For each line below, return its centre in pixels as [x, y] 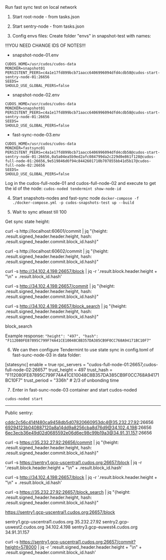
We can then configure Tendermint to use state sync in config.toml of [83, 350]
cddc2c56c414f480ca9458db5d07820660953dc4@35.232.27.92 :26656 [80, 422]
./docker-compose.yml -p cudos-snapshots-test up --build [73, 203]
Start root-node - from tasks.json [46, 17]
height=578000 [21, 547]
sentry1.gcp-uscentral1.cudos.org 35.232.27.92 [53, 522]
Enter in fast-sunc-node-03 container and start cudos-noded [75, 390]
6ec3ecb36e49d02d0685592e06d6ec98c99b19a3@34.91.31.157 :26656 [79, 433]
